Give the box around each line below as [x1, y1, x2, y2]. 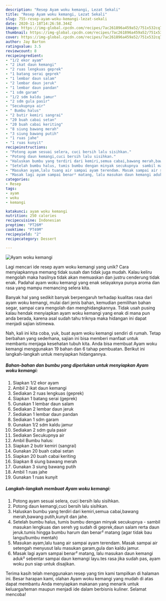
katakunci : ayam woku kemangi [5, 209, 68, 214]
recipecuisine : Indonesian [5, 218, 61, 223]
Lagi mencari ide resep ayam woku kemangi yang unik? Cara [5, 263, 129, 269]
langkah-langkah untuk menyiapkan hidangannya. [5, 351, 107, 357]
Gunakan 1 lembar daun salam [12, 401, 74, 407]
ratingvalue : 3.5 [5, 44, 41, 49]
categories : [5, 177, 30, 182]
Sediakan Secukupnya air [12, 432, 65, 438]
